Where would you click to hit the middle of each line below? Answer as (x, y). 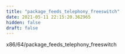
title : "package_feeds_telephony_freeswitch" (63, 11)
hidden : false (24, 22)
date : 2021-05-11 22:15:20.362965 (49, 17)
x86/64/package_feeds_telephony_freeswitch (61, 45)
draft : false (22, 28)
